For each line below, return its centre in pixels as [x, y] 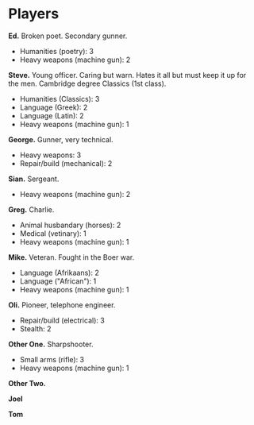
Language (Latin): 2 [52, 115]
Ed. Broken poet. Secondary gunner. [68, 36]
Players [34, 14]
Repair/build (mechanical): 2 [66, 163]
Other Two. [27, 383]
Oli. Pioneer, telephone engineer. [62, 305]
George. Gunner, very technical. [61, 139]
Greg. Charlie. [31, 209]
